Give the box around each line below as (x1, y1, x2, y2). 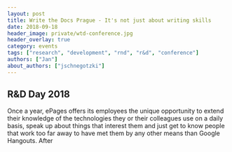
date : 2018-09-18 (7, 23, 58, 30)
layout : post (7, 10, 46, 18)
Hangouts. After (7, 137, 53, 145)
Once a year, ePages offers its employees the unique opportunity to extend (7, 106, 224, 116)
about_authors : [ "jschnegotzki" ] (7, 62, 105, 69)
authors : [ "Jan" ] (7, 56, 58, 63)
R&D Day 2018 (7, 88, 70, 100)
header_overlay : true (7, 36, 71, 43)
